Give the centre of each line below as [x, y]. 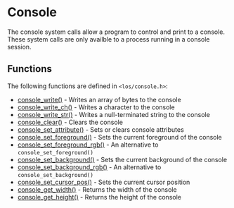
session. [19, 47]
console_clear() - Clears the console [70, 122]
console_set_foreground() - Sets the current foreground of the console [120, 137]
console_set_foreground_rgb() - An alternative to [88, 145]
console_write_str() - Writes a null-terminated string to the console [114, 114]
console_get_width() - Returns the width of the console [97, 189]
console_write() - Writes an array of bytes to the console [99, 99]
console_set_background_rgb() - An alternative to [89, 167]
